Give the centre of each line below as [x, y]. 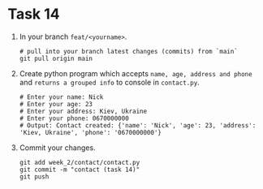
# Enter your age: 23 [56, 104]
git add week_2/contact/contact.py [80, 162]
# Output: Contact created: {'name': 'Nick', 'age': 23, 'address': [138, 125]
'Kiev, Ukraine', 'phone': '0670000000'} [90, 132]
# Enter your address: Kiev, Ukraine [83, 111]
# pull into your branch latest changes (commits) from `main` [129, 51]
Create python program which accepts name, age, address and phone [136, 73]
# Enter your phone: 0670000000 [74, 118]
